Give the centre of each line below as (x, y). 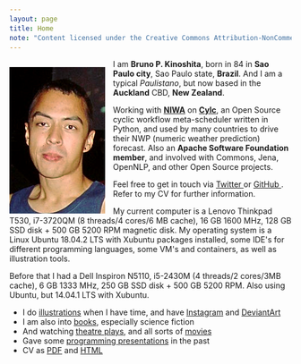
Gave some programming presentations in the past (116, 341)
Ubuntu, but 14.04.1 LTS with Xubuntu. (79, 295)
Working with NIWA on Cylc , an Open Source (197, 110)
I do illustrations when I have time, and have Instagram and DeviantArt (151, 312)
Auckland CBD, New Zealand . (169, 93)
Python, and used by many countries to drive (196, 129)
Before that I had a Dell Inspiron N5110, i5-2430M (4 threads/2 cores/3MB (145, 276)
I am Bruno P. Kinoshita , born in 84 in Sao (191, 64)
